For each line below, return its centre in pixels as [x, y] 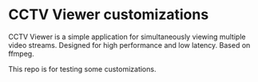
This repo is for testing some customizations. [82, 68]
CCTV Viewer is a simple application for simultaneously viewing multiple [127, 37]
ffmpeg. [21, 53]
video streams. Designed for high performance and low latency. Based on [129, 45]
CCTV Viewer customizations [109, 15]
